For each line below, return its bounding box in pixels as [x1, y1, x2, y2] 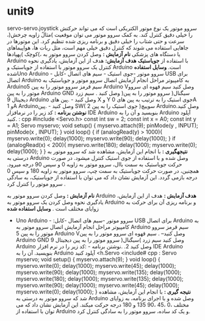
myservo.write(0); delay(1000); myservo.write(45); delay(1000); [15, 262, 176, 269]
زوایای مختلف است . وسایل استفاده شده [7, 204, 99, 212]
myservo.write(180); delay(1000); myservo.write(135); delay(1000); [15, 275, 184, 282]
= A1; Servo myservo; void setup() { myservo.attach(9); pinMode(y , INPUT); [7, 121, 199, 129]
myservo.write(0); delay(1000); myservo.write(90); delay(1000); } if [7, 134, 176, 142]
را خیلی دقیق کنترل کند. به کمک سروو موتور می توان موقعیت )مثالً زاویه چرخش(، [7, 31, 193, 38]
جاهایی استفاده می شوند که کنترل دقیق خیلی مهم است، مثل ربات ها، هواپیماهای [7, 44, 189, 51]
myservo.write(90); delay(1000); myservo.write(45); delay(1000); [15, 281, 179, 289]
